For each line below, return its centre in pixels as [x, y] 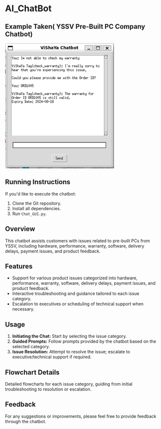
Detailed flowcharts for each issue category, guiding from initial [69, 384]
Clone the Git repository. [37, 203]
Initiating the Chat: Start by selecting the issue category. [69, 336]
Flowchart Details [32, 372]
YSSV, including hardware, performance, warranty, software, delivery [75, 246]
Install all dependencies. [36, 208]
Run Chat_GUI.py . [30, 214]
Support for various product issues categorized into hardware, [75, 278]
